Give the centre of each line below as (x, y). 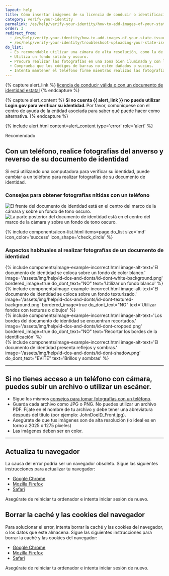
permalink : (17, 24)
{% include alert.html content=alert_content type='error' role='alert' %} (79, 126)
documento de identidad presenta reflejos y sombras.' (61, 348)
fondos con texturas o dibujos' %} (41, 310)
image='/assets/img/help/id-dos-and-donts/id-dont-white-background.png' (84, 278)
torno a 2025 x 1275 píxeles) (42, 426)
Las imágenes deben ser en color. (48, 431)
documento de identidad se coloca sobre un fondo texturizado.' (71, 294)
